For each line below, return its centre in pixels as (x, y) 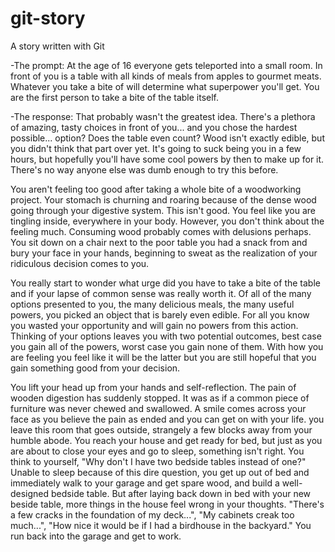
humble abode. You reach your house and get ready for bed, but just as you (166, 440)
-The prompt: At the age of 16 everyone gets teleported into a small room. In (166, 65)
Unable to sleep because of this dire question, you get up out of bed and (160, 472)
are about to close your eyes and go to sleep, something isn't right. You (157, 451)
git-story (48, 18)
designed (30, 493)
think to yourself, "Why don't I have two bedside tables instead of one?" (158, 461)
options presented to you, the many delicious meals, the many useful (152, 304)
